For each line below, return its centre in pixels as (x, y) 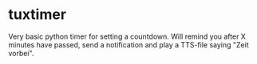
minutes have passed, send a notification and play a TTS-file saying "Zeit (128, 44)
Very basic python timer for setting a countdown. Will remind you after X (127, 36)
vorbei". (21, 53)
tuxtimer (37, 15)
